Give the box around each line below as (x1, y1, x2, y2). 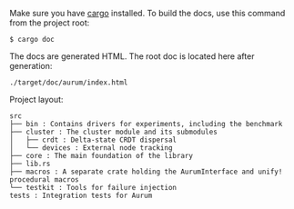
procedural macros (9, 175, 79, 184)
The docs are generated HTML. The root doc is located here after (9, 51, 255, 62)
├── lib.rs (9, 159, 51, 168)
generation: (9, 61, 53, 71)
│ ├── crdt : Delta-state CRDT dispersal (9, 135, 177, 144)
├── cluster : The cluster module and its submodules (9, 127, 218, 136)
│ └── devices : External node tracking (9, 144, 173, 153)
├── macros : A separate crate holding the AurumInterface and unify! (9, 167, 283, 176)
